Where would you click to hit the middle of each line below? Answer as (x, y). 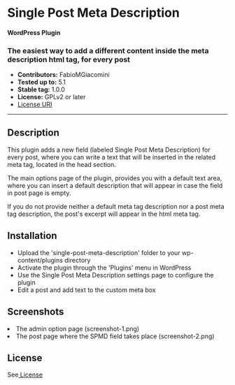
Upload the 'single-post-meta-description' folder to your (99, 252)
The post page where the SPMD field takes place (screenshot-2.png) (115, 336)
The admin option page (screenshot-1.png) (78, 328)
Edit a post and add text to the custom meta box (86, 290)
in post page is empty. (39, 193)
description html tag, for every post (69, 59)
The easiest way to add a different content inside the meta (108, 50)
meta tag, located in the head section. (62, 164)
